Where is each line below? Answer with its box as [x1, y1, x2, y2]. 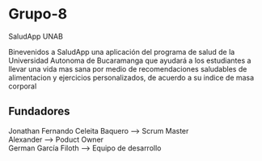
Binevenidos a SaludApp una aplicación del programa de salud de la [8, 47, 235, 56]
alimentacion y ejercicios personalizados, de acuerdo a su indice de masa [8, 72, 255, 82]
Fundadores [8, 105, 70, 118]
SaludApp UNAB [8, 31, 63, 41]
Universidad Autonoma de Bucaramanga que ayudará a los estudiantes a [8, 56, 251, 65]
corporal [8, 81, 37, 91]
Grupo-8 [8, 5, 67, 23]
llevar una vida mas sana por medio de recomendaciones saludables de [8, 64, 247, 73]
